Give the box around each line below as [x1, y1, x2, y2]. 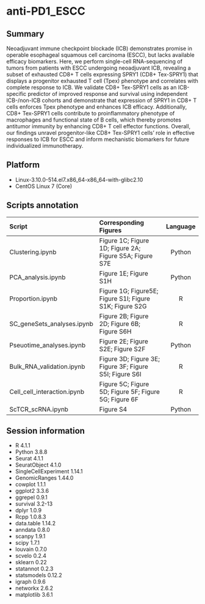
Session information [6, 426, 85, 436]
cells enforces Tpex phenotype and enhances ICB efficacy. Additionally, [6, 103, 187, 111]
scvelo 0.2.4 [15, 552, 47, 559]
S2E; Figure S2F [99, 344, 146, 353]
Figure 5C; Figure [99, 380, 149, 388]
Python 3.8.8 [15, 448, 48, 456]
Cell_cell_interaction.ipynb [9, 387, 85, 396]
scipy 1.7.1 [15, 539, 40, 547]
